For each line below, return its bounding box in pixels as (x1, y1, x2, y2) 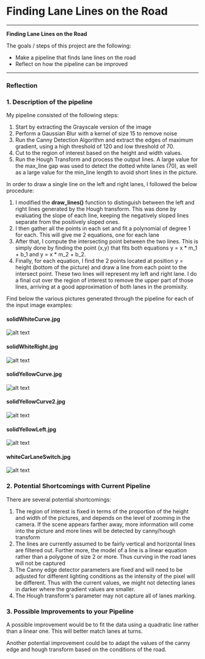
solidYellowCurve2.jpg (6, 398, 66, 405)
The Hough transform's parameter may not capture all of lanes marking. (15, 592, 196, 599)
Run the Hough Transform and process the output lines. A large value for (15, 156, 198, 163)
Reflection (6, 81, 38, 90)
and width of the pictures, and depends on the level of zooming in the (15, 514, 190, 521)
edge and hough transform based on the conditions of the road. (6, 646, 167, 653)
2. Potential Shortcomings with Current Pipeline (6, 482, 151, 491)
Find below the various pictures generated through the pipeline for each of (6, 295, 194, 303)
